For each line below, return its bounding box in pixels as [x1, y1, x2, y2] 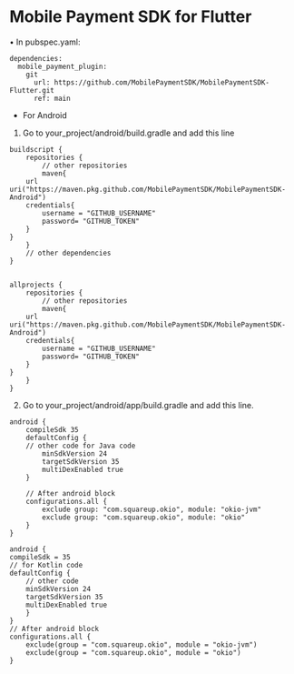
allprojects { [9, 280, 64, 289]
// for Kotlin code [9, 560, 83, 569]
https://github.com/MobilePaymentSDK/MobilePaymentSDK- [54, 77, 270, 87]
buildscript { [9, 145, 64, 154]
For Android [22, 109, 68, 120]
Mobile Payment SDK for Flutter [9, 6, 252, 27]
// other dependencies [25, 248, 112, 257]
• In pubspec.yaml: [9, 36, 81, 47]
